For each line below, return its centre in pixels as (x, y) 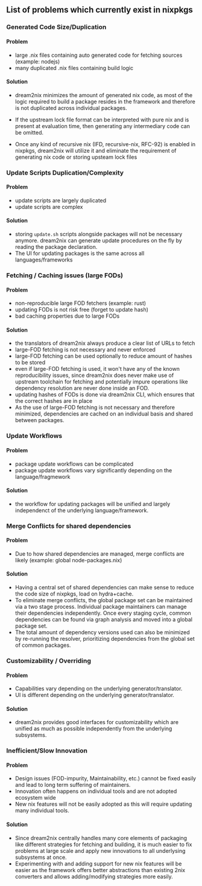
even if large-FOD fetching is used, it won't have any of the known (97, 369)
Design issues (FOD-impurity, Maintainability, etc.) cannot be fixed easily (106, 778)
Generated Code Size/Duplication (56, 27)
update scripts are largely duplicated (61, 200)
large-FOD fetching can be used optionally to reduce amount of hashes (103, 356)
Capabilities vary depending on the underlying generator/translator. (99, 689)
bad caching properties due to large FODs (67, 316)
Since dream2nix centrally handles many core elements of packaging (101, 838)
